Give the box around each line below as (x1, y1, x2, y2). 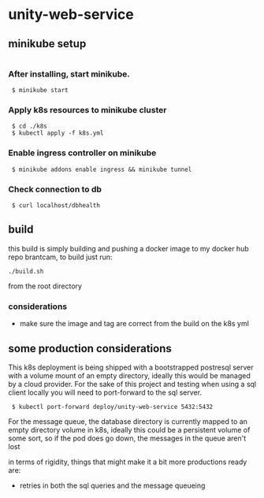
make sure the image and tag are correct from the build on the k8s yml (19, 319, 250, 329)
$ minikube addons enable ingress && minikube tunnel (11, 165, 192, 173)
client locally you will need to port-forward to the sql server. (8, 388, 203, 397)
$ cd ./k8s (11, 122, 47, 131)
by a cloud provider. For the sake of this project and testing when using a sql (8, 379, 257, 388)
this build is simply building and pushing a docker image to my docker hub (8, 243, 250, 253)
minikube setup (8, 37, 87, 50)
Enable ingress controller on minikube (8, 147, 157, 158)
